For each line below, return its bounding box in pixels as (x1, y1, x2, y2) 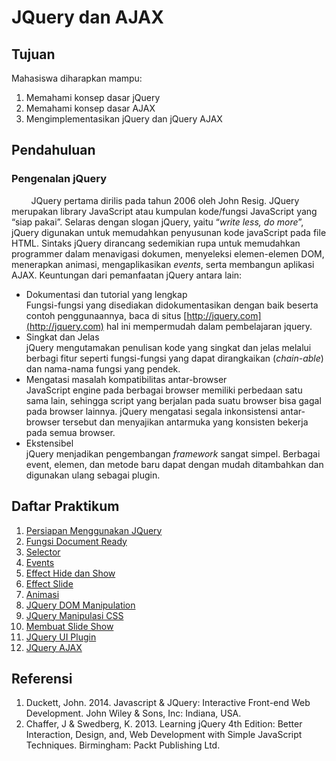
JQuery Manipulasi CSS (25, 609, 124, 621)
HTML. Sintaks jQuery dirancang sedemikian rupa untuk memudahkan (11, 237, 301, 249)
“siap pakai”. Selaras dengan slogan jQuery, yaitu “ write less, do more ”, (11, 216, 304, 228)
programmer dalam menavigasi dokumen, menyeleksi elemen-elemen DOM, (11, 247, 325, 260)
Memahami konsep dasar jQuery (25, 92, 161, 103)
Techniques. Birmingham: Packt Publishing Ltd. (25, 739, 221, 751)
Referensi (11, 670, 73, 687)
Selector (25, 546, 61, 558)
